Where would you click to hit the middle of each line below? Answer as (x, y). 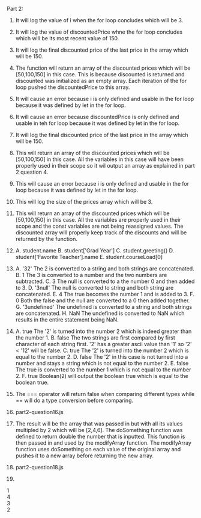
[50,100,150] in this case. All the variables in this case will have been (100, 159)
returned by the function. (46, 239)
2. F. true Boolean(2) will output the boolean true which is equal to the (102, 376)
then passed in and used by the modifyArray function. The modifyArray (103, 443)
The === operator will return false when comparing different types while (105, 394)
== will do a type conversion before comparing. (74, 400)
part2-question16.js (39, 412)
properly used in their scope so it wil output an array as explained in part (105, 166)
